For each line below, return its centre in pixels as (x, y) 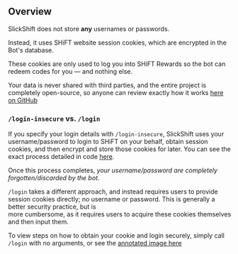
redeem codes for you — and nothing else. (70, 71)
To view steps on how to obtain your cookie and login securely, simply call (117, 236)
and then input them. (39, 222)
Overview (30, 12)
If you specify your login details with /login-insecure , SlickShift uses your (116, 134)
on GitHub (23, 100)
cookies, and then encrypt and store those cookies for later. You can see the (119, 149)
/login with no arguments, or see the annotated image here (95, 243)
